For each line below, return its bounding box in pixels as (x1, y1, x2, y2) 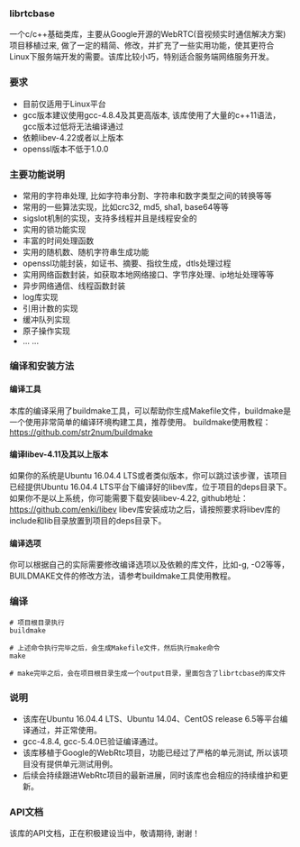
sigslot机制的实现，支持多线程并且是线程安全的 (22, 213, 197, 223)
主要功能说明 (9, 168, 66, 180)
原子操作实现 (22, 325, 70, 336)
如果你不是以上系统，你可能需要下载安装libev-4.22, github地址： (9, 493, 250, 504)
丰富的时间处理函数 (22, 235, 95, 246)
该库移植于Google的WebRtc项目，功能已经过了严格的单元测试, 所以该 (22, 747, 281, 759)
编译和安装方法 (9, 360, 75, 372)
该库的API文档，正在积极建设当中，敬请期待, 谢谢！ (9, 828, 201, 839)
